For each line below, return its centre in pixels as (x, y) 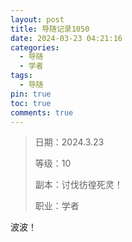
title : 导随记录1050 (50, 29)
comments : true (42, 112)
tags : (21, 76)
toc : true (31, 103)
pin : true (31, 94)
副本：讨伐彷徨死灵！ (78, 185)
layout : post (37, 19)
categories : (35, 47)
